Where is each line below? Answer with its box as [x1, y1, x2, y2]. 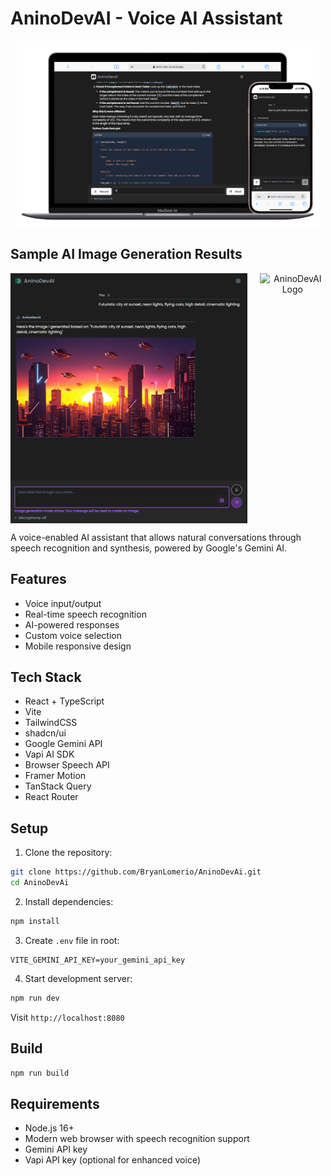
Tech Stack [10, 668, 82, 686]
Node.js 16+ [24, 1122, 75, 1134]
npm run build [10, 1068, 70, 1078]
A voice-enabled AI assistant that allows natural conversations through [10, 531, 302, 543]
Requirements [10, 1095, 100, 1112]
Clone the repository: [24, 847, 113, 859]
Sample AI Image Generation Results [10, 246, 243, 263]
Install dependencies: [24, 895, 114, 907]
